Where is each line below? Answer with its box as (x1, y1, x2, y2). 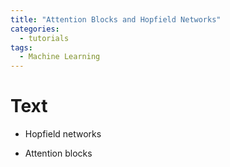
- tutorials (19, 33, 70, 43)
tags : (10, 42, 33, 53)
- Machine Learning (19, 52, 101, 62)
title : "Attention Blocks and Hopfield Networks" (10, 14, 222, 25)
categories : (10, 24, 60, 34)
